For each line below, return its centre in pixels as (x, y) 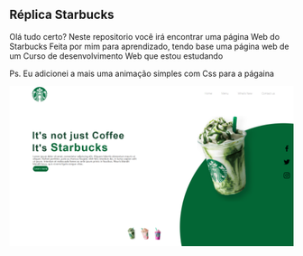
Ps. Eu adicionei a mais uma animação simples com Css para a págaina (142, 73)
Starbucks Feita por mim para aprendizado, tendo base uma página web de (150, 46)
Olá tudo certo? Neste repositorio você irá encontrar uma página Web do (145, 36)
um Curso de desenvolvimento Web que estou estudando (116, 56)
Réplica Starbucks (62, 15)
